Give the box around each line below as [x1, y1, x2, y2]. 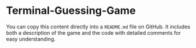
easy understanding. [6, 35, 56, 42]
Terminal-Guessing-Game [6, 4, 136, 17]
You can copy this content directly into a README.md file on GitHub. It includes [6, 23, 191, 30]
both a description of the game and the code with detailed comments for [6, 29, 181, 36]
